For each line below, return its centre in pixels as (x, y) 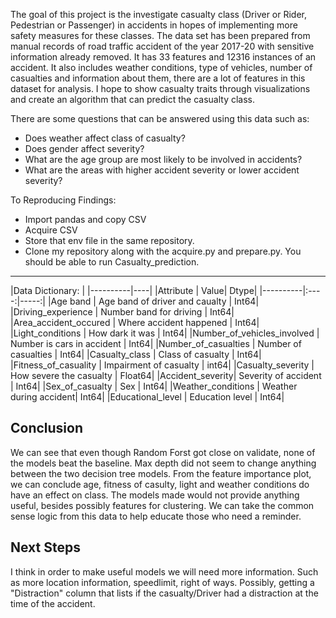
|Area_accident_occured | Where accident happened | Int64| (135, 322)
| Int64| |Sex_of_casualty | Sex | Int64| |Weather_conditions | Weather (154, 386)
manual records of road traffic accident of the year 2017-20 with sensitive (162, 46)
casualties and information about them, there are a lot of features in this (158, 78)
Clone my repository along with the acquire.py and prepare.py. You (163, 251)
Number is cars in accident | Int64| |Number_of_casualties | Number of (156, 343)
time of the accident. (53, 603)
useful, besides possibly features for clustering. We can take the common (162, 505)
